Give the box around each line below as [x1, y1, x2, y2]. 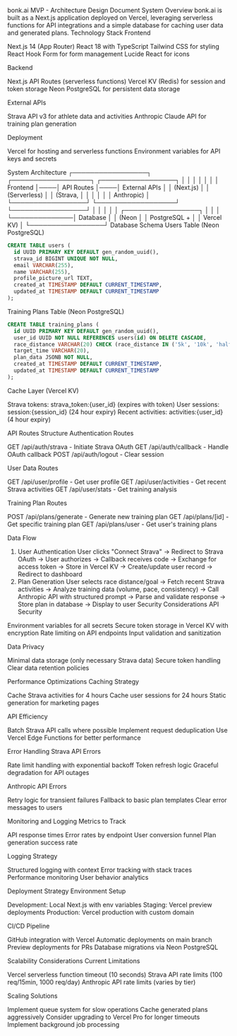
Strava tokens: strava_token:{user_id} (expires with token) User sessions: [7, 400, 220, 409]
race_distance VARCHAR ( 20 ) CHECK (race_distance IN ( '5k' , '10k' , [13, 341, 213, 348]
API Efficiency [7, 712, 48, 721]
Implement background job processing [7, 1020, 120, 1028]
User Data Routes [7, 463, 59, 472]
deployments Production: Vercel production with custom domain [7, 908, 195, 916]
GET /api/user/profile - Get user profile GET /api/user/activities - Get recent [7, 477, 226, 486]
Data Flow [7, 533, 37, 542]
